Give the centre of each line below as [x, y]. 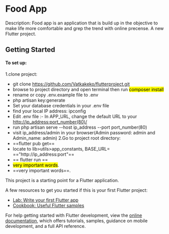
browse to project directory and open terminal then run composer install [88, 89]
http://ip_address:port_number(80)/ [50, 122]
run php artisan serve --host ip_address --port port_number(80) [80, 127]
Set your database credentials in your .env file [61, 105]
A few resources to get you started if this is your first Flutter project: [76, 190]
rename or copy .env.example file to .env [55, 95]
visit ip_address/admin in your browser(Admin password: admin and [84, 132]
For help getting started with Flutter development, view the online [74, 215]
